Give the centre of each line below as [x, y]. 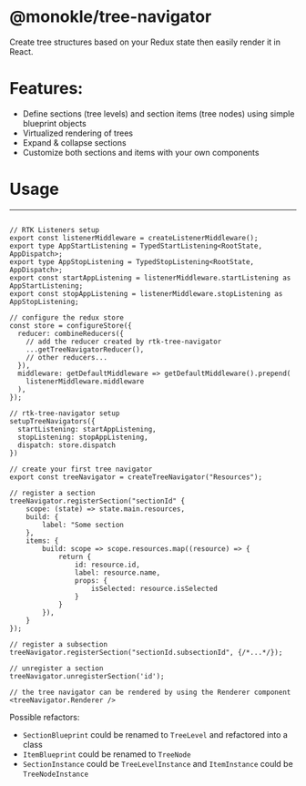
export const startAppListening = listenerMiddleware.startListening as [150, 278]
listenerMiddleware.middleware [85, 381]
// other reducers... [66, 357]
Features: [46, 89]
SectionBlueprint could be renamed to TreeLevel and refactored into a [155, 734]
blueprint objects [54, 123]
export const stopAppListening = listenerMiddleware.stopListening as [146, 293]
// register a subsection [58, 644]
